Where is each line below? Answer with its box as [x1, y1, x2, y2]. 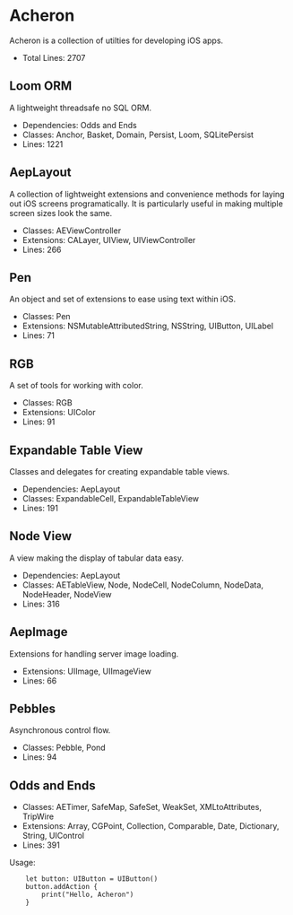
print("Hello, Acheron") [41, 890, 134, 900]
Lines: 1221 [22, 138, 64, 149]
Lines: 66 [22, 675, 57, 686]
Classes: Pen [22, 311, 71, 322]
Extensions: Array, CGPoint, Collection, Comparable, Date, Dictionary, [22, 821, 280, 832]
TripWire [22, 811, 55, 822]
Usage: [9, 858, 36, 868]
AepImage [9, 624, 68, 640]
